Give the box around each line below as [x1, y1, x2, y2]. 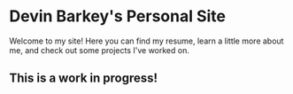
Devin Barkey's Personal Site [9, 6, 227, 27]
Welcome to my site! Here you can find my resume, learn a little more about [9, 35, 284, 46]
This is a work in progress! [9, 71, 158, 86]
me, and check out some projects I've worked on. [9, 44, 190, 55]
